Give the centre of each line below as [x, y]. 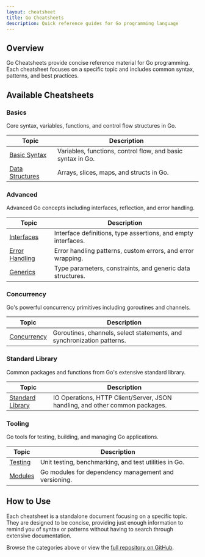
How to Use [29, 501]
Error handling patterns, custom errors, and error [124, 251]
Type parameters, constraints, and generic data [122, 268]
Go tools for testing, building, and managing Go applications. [82, 437]
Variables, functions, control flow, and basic [120, 151]
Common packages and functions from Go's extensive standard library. [96, 372]
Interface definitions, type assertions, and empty [124, 233]
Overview [25, 48]
